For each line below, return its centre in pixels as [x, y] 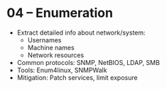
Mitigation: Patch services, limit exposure [77, 77]
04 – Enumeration [60, 13]
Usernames [44, 40]
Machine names [51, 47]
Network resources [56, 55]
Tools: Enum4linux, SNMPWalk [62, 70]
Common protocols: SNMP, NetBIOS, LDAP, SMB [88, 62]
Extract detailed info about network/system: [81, 32]
